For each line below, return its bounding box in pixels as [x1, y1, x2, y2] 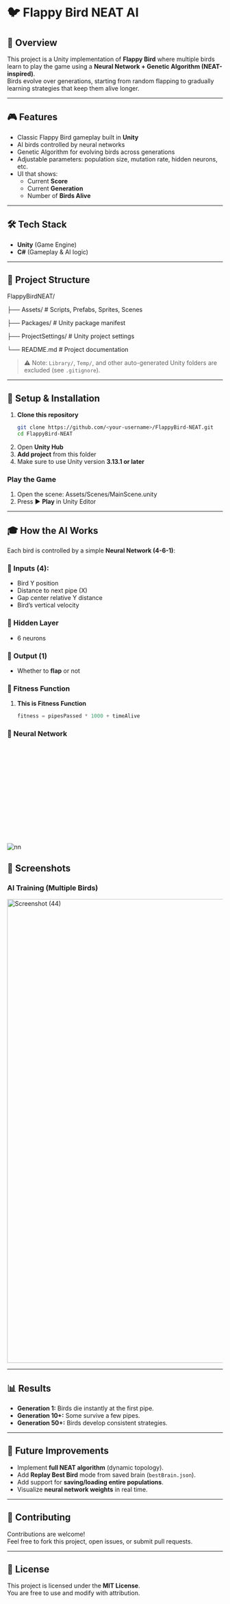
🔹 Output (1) [7, 651, 48, 660]
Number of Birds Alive [27, 191, 91, 199]
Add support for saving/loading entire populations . [16, 1478, 164, 1486]
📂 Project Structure [7, 274, 90, 286]
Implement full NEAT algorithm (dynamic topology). [16, 1463, 164, 1471]
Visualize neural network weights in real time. [16, 1485, 149, 1493]
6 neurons [16, 634, 47, 642]
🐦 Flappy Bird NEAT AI [7, 5, 139, 21]
